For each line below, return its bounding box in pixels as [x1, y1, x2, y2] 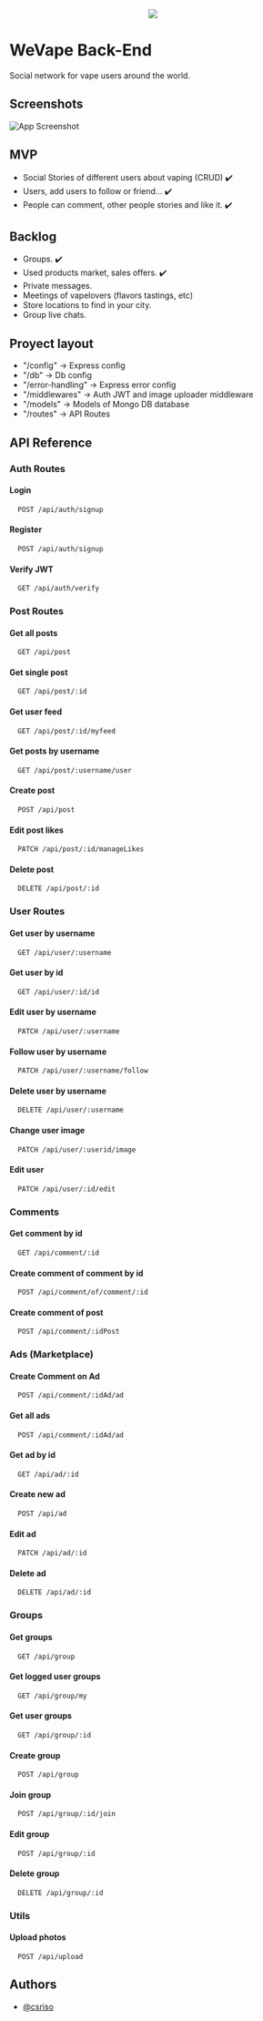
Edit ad [9, 1528, 36, 1539]
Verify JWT [9, 563, 54, 574]
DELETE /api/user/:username [17, 1105, 125, 1115]
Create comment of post [9, 1307, 104, 1318]
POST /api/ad [17, 1509, 67, 1519]
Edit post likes [9, 825, 64, 836]
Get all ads [9, 1411, 51, 1421]
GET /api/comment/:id [17, 1248, 100, 1257]
